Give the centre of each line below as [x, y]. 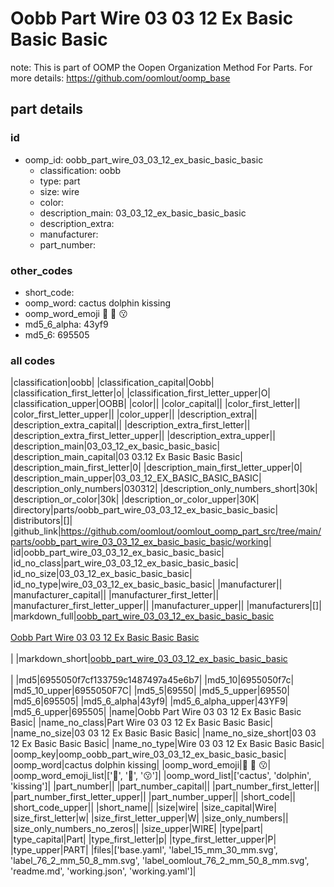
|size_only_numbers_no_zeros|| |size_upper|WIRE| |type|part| [137, 829]
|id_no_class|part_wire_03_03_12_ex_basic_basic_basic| [124, 563]
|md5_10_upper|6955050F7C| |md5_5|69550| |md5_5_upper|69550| [150, 691]
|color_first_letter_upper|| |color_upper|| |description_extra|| [134, 414]
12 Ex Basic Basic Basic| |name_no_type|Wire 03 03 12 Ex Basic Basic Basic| [167, 744]
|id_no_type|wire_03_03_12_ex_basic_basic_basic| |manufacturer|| [146, 584]
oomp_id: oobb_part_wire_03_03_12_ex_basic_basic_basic [144, 159]
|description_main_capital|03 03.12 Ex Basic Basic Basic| [126, 457]
